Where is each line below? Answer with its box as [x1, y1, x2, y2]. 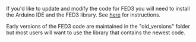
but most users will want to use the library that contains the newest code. [6, 29, 186, 36]
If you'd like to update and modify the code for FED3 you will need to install [6, 5, 190, 12]
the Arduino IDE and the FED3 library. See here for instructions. [6, 11, 161, 18]
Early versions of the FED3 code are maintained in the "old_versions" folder [6, 23, 190, 30]
